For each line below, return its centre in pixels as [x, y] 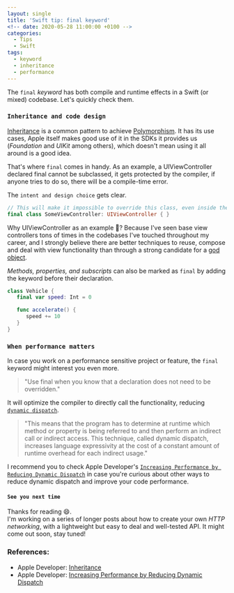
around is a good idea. [39, 153]
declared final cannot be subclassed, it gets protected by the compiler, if [111, 174]
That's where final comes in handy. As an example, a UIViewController [110, 166]
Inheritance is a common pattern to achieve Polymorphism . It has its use [111, 130]
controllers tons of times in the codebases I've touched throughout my [108, 235]
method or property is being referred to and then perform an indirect [123, 431]
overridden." [42, 389]
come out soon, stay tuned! [46, 534]
